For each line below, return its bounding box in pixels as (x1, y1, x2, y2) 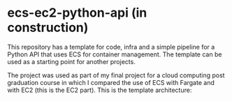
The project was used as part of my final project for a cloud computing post (7, 71, 225, 79)
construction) (7, 20, 89, 36)
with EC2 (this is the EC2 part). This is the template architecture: (7, 86, 192, 94)
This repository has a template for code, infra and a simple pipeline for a (7, 42, 215, 51)
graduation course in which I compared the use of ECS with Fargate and (7, 78, 215, 86)
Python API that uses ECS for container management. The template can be (7, 50, 222, 59)
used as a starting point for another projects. (7, 57, 136, 65)
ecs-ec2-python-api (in (7, 5, 147, 21)
